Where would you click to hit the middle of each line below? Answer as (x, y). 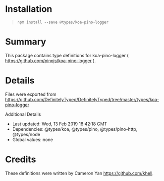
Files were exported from (31, 94)
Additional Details (23, 114)
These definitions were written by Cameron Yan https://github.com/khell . (79, 173)
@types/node (26, 134)
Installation (29, 9)
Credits (21, 159)
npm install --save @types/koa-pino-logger (63, 22)
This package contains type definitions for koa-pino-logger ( (67, 55)
